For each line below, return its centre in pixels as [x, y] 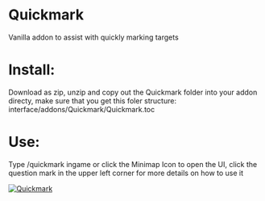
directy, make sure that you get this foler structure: [93, 100]
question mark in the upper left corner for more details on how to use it [126, 173]
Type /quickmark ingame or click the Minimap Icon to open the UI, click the [133, 164]
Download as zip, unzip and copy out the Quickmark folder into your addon [133, 92]
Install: [32, 70]
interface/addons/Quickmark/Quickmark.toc [82, 109]
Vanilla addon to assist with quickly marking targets [93, 37]
